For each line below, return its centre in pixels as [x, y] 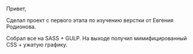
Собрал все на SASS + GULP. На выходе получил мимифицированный [97, 38]
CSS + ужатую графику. [37, 45]
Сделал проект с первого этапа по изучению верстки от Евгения [90, 20]
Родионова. [21, 27]
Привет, [17, 9]
